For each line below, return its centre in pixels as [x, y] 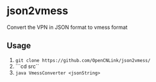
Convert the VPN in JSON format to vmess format [67, 27]
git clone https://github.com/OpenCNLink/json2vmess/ [83, 60]
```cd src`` [27, 66]
